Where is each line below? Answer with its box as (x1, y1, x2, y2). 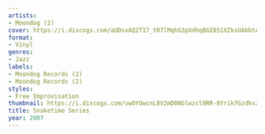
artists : (8, 11, 37, 20)
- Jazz (8, 56, 30, 64)
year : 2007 (8, 114, 44, 122)
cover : (8, 26, 30, 34)
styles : (8, 84, 34, 93)
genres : (8, 48, 34, 56)
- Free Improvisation (8, 92, 80, 100)
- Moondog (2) (8, 19, 55, 27)
